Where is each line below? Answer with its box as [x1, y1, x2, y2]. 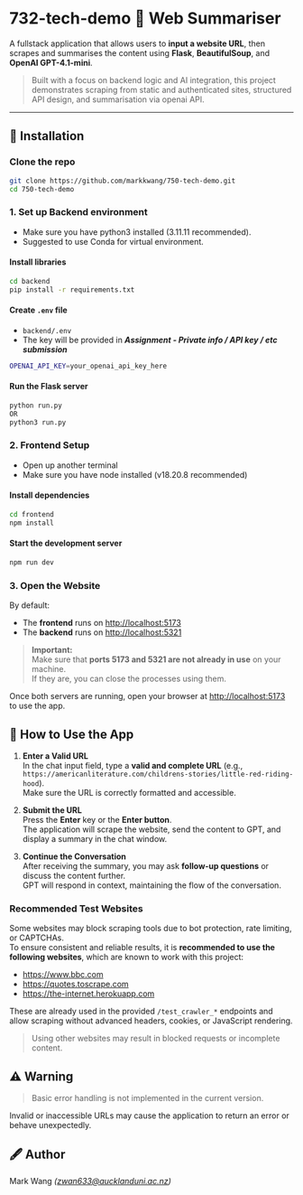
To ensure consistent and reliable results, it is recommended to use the [9, 942, 275, 953]
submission [22, 343, 68, 355]
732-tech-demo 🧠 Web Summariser [9, 8, 281, 29]
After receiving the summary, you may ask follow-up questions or [22, 860, 269, 871]
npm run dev [9, 557, 54, 567]
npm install [9, 518, 54, 527]
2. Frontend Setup [9, 439, 90, 452]
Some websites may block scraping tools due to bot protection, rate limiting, [9, 923, 292, 934]
